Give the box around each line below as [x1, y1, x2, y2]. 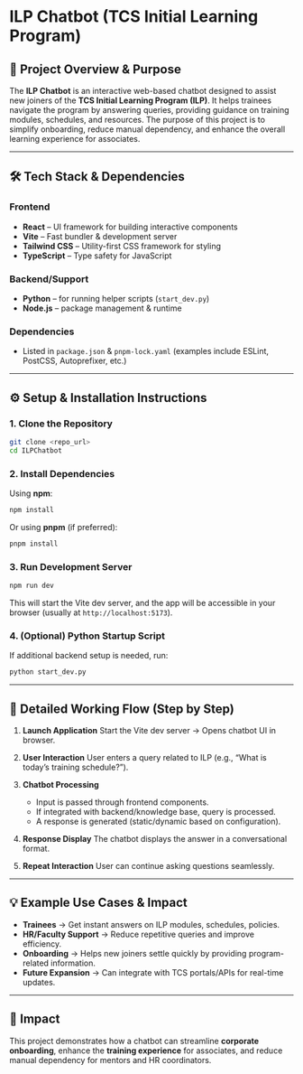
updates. [22, 976, 56, 987]
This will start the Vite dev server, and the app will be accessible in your [9, 597, 276, 608]
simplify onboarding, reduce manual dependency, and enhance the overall [9, 124, 286, 135]
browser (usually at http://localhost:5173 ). [9, 607, 173, 618]
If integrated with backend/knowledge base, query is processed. [35, 806, 277, 817]
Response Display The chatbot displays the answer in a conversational [22, 833, 288, 844]
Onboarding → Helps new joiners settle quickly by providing [22, 948, 247, 958]
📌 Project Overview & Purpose [9, 61, 182, 77]
